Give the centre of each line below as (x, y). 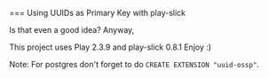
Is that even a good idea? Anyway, (72, 30)
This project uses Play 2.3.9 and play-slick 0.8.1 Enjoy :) (110, 47)
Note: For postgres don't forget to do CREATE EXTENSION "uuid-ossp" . (134, 64)
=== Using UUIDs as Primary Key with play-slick (98, 13)
